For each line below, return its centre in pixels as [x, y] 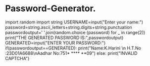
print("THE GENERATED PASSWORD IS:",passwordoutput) [64, 38]
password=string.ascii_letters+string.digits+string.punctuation [69, 27]
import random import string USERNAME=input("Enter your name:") [74, 22]
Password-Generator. [50, 9]
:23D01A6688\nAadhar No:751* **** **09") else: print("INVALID [71, 53]
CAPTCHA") [17, 58]
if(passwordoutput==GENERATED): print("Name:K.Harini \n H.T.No [73, 48]
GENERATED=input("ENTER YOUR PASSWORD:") [55, 43]
